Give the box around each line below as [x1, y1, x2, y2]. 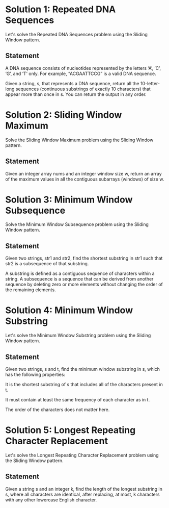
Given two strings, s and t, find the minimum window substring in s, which [5, 366, 160, 372]
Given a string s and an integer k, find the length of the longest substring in [5, 486, 163, 492]
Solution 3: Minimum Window [5, 194, 133, 205]
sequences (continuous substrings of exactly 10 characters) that [15, 86, 151, 92]
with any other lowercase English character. [5, 496, 97, 503]
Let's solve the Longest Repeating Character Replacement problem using [5, 452, 159, 458]
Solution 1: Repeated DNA [5, 4, 116, 15]
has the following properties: [5, 371, 65, 377]
